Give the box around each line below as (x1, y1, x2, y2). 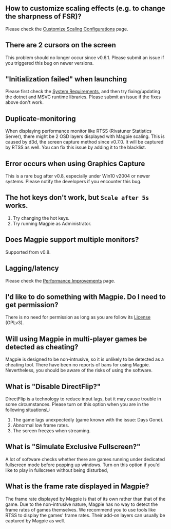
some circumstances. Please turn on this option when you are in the (5, 401, 149, 407)
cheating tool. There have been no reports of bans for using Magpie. (5, 362, 150, 368)
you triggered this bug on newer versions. (5, 60, 94, 66)
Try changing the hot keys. (12, 215, 70, 221)
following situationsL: (5, 407, 50, 413)
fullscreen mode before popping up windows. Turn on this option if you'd (5, 462, 160, 468)
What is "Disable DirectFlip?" (5, 382, 101, 391)
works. (5, 201, 28, 210)
